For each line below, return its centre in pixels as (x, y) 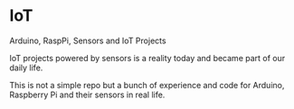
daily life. (26, 68)
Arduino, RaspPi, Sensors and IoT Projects (88, 41)
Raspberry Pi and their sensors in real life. (87, 95)
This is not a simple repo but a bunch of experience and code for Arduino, (147, 85)
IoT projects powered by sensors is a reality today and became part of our (147, 58)
